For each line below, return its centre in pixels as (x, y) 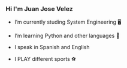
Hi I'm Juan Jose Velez (39, 9)
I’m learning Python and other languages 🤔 (67, 36)
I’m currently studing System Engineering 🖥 (68, 22)
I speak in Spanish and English (52, 47)
